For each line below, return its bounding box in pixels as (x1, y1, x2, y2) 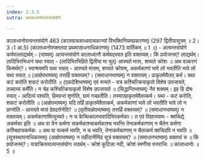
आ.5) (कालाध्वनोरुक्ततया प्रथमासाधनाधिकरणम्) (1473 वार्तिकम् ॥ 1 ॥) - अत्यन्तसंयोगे (17, 44, 187, 51)
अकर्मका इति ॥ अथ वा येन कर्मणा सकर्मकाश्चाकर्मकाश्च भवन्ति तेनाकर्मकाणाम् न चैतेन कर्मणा (6, 120, 182, 127)
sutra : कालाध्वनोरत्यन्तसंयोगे (6, 15, 61, 21)
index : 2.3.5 (6, 9, 40, 15)
